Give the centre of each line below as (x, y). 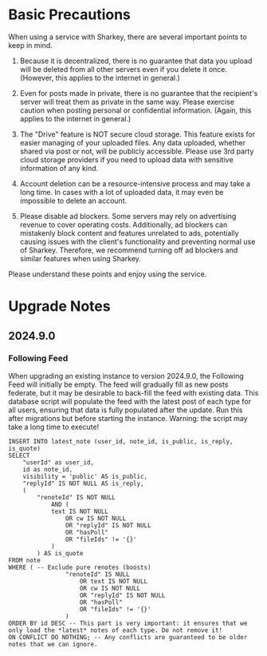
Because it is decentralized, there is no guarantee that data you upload (136, 61)
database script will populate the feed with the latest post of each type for (130, 401)
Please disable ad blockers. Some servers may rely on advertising (128, 216)
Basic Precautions (70, 15)
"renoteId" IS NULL (97, 574)
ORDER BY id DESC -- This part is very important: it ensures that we (128, 623)
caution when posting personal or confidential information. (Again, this (135, 110)
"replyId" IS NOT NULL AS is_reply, (84, 483)
